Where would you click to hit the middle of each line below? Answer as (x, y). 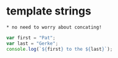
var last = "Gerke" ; (33, 43)
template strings (49, 11)
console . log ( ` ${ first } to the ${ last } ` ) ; (60, 49)
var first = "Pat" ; (31, 37)
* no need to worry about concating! (54, 27)
